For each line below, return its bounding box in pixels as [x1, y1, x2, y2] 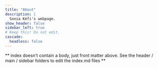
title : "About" [5, 7, 36, 12]
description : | [5, 12, 36, 17]
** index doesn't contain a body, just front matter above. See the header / [5, 52, 153, 58]
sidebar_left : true [5, 25, 45, 30]
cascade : [5, 35, 23, 40]
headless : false [9, 39, 43, 44]
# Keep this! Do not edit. [5, 30, 60, 35]
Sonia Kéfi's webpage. [9, 16, 56, 21]
